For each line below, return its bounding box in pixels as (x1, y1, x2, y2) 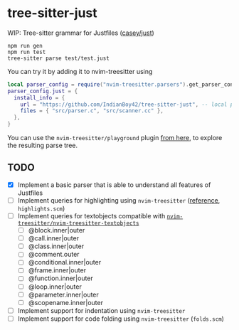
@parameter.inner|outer (28, 290, 100, 299)
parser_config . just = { (7, 87, 78, 95)
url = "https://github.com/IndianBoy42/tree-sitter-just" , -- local (20, 101, 228, 108)
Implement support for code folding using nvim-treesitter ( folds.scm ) (17, 314, 224, 323)
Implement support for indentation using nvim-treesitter (17, 306, 186, 314)
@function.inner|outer (28, 274, 94, 282)
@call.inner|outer (28, 234, 80, 243)
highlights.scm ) (17, 204, 65, 213)
